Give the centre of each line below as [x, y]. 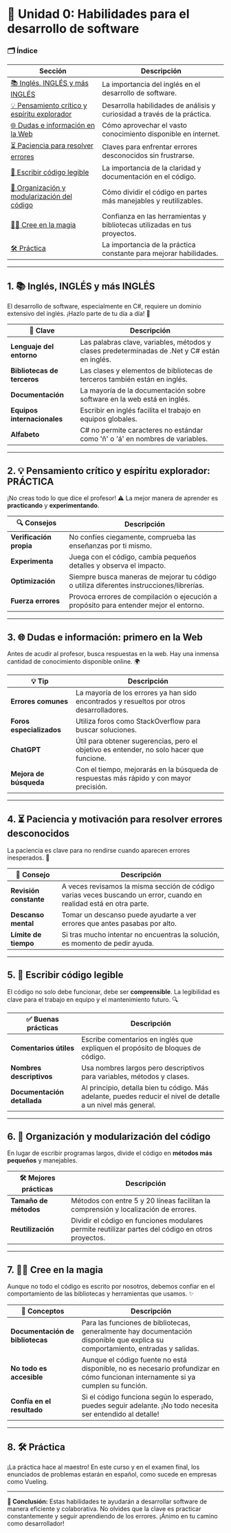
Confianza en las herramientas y [154, 217]
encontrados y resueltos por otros [130, 701]
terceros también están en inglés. [134, 379]
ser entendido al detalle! [120, 1414]
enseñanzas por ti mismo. [111, 546]
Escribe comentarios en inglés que [137, 1039]
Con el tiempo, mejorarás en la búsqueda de [147, 769]
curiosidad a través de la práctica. [157, 115]
